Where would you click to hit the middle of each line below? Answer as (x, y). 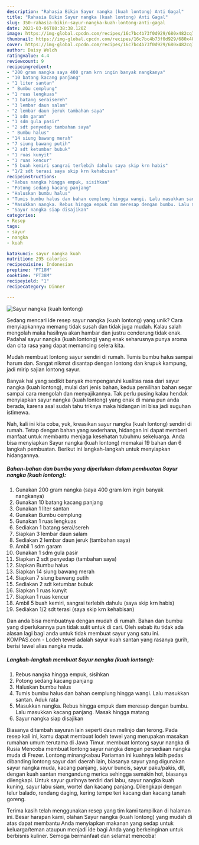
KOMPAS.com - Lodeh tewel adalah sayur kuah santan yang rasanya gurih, (98, 640)
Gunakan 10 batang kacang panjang (59, 502)
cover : (15, 45)
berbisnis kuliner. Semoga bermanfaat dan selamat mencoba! (81, 836)
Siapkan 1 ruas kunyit (41, 590)
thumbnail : (20, 39)
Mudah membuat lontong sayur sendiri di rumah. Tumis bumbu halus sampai (100, 356)
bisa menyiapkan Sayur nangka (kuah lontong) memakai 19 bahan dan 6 (94, 442)
